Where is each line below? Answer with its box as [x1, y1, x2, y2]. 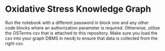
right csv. [5, 40, 24, 46]
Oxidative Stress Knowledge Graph [5, 3, 151, 15]
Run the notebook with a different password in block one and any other [5, 20, 149, 25]
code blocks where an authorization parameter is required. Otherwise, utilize [5, 25, 160, 30]
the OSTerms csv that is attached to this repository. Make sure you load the [5, 30, 158, 36]
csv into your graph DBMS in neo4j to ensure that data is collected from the [5, 35, 158, 41]
